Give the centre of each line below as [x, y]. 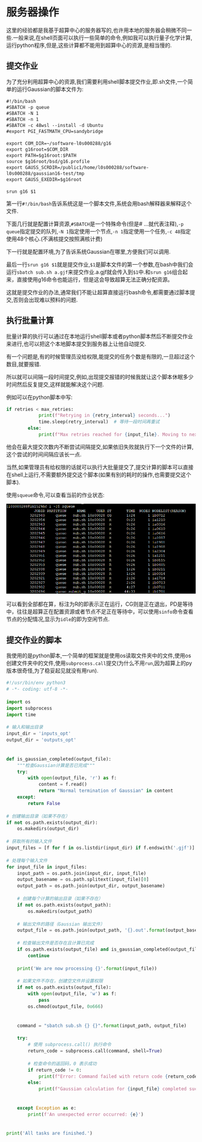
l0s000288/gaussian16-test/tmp [45, 173]
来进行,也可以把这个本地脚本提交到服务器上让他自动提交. [76, 344]
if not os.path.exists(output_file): [64, 987]
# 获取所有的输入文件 [29, 842]
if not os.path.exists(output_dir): [52, 823]
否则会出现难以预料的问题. [45, 300]
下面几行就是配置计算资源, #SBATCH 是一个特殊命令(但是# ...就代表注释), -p [95, 224]
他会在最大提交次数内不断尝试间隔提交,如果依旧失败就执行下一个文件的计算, [100, 446]
